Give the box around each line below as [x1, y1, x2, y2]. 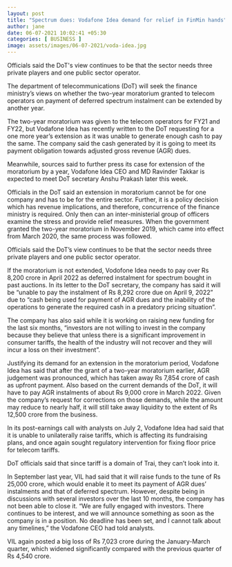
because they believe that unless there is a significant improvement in [7, 331, 206, 339]
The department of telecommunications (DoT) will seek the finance [7, 82, 198, 90]
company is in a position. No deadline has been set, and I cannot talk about [7, 517, 221, 525]
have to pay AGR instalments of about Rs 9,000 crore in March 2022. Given [7, 388, 221, 396]
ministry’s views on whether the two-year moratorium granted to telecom [7, 89, 215, 97]
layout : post [7, 10, 45, 17]
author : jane [7, 23, 45, 30]
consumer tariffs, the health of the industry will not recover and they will [7, 338, 213, 346]
